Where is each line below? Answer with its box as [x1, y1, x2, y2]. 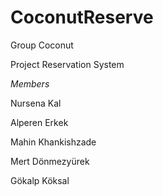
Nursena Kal [10, 97, 62, 109]
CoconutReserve [10, 6, 154, 29]
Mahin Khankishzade [10, 136, 97, 148]
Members [10, 77, 50, 90]
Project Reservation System [10, 58, 125, 70]
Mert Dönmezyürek [10, 155, 90, 167]
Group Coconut [10, 39, 74, 51]
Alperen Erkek [10, 116, 69, 128]
